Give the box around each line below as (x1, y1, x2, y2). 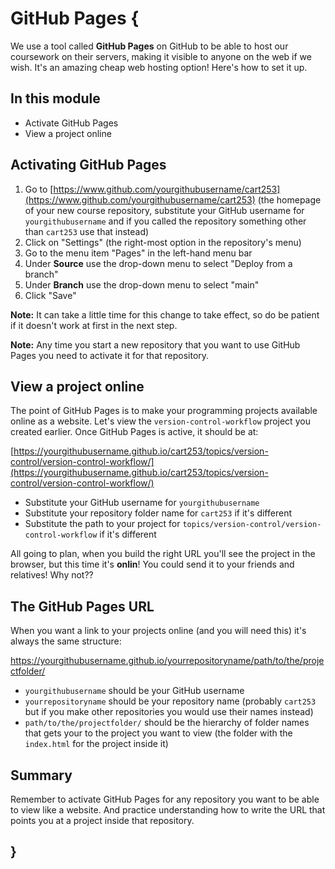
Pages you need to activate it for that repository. (10, 349, 210, 361)
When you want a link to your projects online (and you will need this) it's (10, 625, 307, 637)
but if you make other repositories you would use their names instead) (24, 706, 314, 718)
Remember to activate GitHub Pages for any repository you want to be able (10, 793, 320, 805)
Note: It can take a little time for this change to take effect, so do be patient (10, 308, 320, 321)
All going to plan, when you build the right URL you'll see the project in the (10, 548, 316, 560)
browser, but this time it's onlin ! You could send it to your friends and (10, 558, 295, 571)
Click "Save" (24, 289, 77, 301)
